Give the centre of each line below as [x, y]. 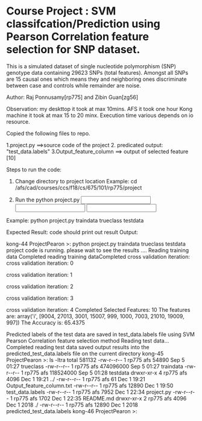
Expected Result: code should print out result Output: [72, 232]
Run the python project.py [47, 200]
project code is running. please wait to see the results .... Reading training [98, 250]
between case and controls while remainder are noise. [74, 85]
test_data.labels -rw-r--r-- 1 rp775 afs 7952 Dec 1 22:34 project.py [89, 392]
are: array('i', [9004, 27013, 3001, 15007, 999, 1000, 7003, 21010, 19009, [96, 316]
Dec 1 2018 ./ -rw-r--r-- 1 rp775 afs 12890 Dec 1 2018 [72, 405]
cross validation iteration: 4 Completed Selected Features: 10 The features [98, 309]
